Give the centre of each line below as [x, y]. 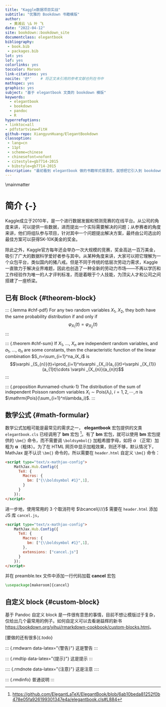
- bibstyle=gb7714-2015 [32, 166]
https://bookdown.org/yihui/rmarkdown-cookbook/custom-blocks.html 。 [80, 627]
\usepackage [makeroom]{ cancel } [37, 585]
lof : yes [14, 60]
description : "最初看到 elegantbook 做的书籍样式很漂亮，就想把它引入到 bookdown [83, 171]
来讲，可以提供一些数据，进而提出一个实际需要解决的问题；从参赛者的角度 [85, 227]
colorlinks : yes [22, 65]
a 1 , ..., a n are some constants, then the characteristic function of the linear [81, 350]
